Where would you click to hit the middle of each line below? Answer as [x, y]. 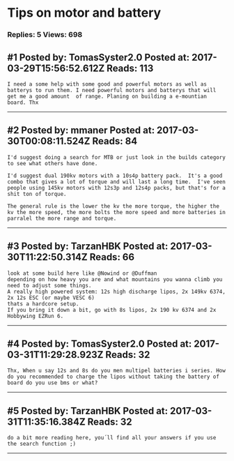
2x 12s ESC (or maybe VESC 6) [51, 298]
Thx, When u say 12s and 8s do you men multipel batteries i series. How [117, 371]
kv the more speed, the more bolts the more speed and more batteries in [117, 212]
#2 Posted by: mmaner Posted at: [81, 130]
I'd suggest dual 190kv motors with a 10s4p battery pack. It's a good [115, 176]
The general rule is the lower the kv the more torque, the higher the [113, 206]
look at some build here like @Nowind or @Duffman [82, 273]
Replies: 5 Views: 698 [45, 35]
